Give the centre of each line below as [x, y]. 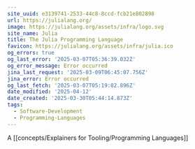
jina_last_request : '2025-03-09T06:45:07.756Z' [78, 72]
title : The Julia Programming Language [65, 40]
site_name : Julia [32, 33]
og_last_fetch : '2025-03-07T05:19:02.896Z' [72, 85]
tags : [15, 105]
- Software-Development [48, 111]
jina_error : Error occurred [48, 79]
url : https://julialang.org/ [50, 20]
